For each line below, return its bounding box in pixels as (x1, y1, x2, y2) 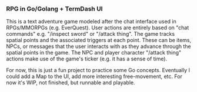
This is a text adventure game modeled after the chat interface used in (6, 18, 176, 25)
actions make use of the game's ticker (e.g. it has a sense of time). (6, 55, 168, 63)
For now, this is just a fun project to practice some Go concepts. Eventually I (6, 67, 190, 74)
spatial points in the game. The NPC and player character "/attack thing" (6, 49, 182, 56)
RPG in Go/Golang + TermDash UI (6, 5, 103, 13)
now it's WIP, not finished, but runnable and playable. (6, 79, 135, 86)
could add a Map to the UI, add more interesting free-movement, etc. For (6, 73, 182, 80)
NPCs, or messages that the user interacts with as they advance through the (6, 43, 191, 50)
